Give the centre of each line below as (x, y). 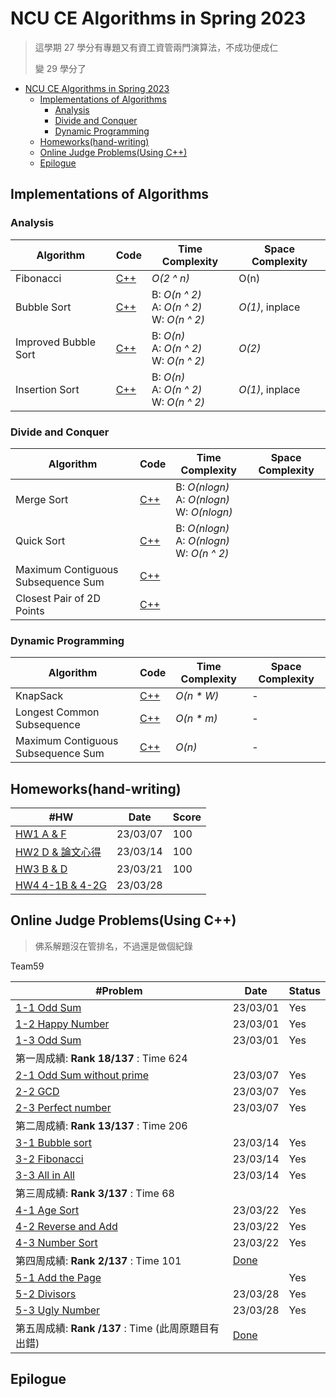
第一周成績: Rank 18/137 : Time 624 (101, 1058)
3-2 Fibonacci (49, 1159)
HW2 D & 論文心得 (58, 852)
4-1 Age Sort (47, 1210)
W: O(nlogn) (204, 512)
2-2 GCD (37, 1091)
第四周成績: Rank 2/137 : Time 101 (98, 1260)
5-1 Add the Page (58, 1277)
